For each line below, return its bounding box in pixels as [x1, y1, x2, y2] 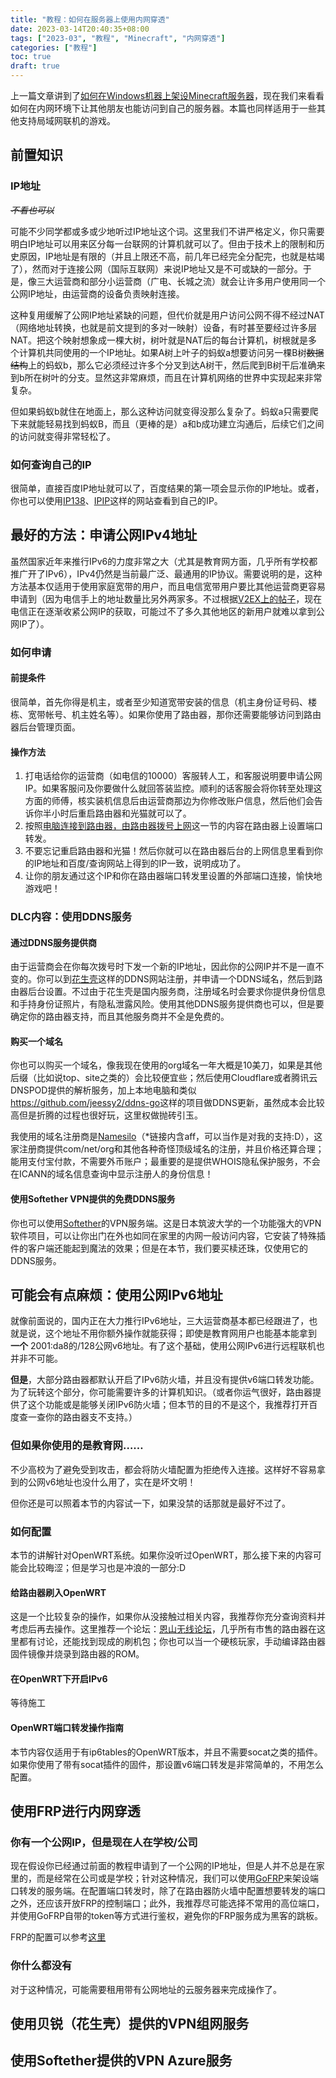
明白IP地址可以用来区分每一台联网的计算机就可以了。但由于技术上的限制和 [10, 237, 317, 250]
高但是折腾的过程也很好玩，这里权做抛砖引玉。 [10, 1109, 203, 1121]
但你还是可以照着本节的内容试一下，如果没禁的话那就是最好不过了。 [10, 1497, 291, 1509]
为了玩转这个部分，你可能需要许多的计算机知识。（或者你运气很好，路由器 [10, 1386, 313, 1398]
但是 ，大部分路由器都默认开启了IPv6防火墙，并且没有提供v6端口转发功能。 [10, 1374, 320, 1386]
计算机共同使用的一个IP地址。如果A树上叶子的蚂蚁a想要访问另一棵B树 [18, 346, 307, 358]
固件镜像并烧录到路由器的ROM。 [10, 1648, 145, 1660]
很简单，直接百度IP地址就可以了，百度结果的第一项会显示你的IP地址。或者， [10, 482, 325, 494]
